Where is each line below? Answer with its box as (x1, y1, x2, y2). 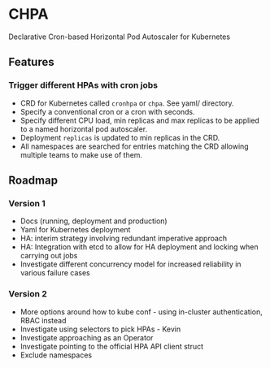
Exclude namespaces (20, 350, 92, 360)
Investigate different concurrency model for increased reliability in (20, 259, 242, 269)
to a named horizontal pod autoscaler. (20, 123, 148, 134)
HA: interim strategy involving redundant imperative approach (20, 233, 228, 244)
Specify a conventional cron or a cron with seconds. (20, 106, 195, 116)
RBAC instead (20, 315, 67, 325)
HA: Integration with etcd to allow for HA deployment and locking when (20, 242, 259, 252)
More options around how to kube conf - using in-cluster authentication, (20, 306, 263, 317)
